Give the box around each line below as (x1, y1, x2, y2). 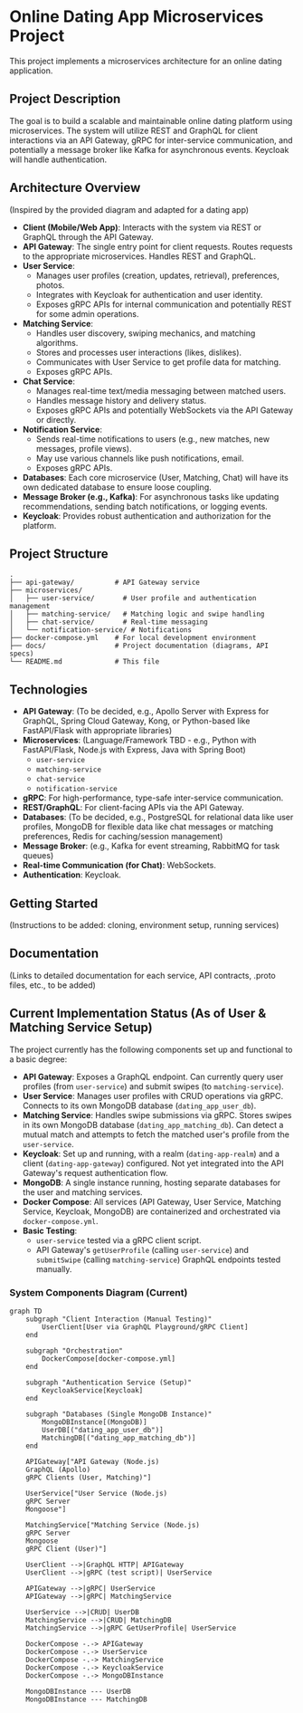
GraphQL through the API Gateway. (22, 231, 154, 242)
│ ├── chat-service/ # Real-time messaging (9, 617, 208, 627)
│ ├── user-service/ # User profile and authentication (9, 594, 257, 603)
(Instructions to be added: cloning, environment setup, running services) (9, 920, 279, 930)
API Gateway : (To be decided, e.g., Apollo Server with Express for (22, 706, 270, 717)
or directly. (35, 414, 77, 425)
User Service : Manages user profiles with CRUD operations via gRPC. (22, 1090, 284, 1101)
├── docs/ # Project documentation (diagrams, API (9, 641, 270, 651)
